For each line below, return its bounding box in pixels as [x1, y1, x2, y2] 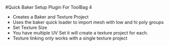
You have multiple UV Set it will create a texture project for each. [12, 30, 149, 35]
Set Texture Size [12, 24, 47, 30]
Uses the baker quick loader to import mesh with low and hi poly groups [12, 19, 164, 25]
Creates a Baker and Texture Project [12, 14, 89, 19]
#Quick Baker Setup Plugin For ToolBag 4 [5, 4, 92, 10]
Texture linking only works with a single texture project [12, 35, 128, 41]
